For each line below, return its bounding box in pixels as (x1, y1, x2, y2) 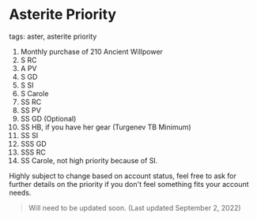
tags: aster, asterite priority (9, 32, 97, 41)
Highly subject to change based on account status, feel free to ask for (9, 171, 236, 181)
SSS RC (20, 147, 46, 157)
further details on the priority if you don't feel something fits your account (9, 179, 249, 188)
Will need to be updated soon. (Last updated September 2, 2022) (28, 203, 241, 212)
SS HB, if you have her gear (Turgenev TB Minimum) (20, 122, 192, 132)
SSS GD (20, 139, 47, 148)
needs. (9, 188, 32, 197)
